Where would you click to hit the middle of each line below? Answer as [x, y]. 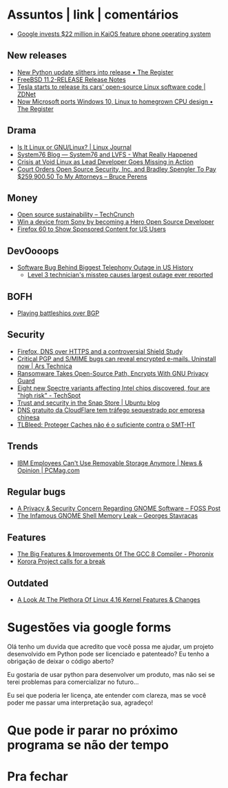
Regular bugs [37, 492]
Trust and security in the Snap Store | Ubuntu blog [89, 403]
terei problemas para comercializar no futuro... [73, 682]
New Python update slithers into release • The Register [95, 72]
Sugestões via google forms [89, 628]
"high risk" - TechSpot [49, 395]
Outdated [28, 583]
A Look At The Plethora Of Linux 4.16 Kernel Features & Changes [109, 600]
